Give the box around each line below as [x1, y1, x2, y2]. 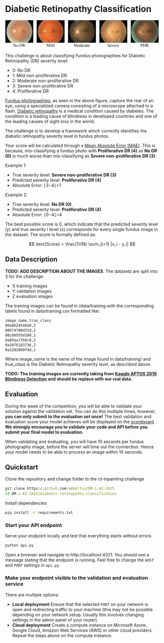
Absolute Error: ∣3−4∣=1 [12, 182, 61, 188]
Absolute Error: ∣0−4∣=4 [12, 211, 62, 217]
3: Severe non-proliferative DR [12, 83, 74, 89]
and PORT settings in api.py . [5, 562, 61, 568]
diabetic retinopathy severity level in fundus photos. [5, 133, 110, 139]
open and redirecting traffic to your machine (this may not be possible [12, 606, 153, 612]
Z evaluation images [12, 293, 53, 299]
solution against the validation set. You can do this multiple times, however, [5, 408, 156, 414]
